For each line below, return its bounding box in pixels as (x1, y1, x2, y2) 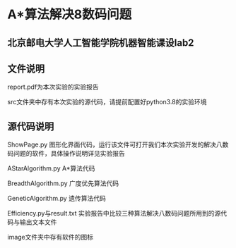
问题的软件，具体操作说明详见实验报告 (13, 149, 125, 158)
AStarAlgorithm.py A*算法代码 (7, 164, 95, 173)
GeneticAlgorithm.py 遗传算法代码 (7, 194, 106, 203)
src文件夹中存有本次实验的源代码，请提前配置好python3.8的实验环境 (7, 98, 207, 106)
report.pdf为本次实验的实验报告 (7, 82, 99, 92)
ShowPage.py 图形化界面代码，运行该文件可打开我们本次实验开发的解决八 (7, 140, 223, 149)
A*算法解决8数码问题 (7, 6, 132, 23)
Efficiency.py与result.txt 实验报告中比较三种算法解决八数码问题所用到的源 (7, 209, 221, 218)
